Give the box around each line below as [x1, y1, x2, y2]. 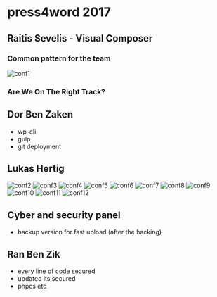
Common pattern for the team [7, 53, 111, 63]
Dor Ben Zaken [7, 108, 74, 120]
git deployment [17, 142, 62, 151]
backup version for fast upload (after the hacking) [17, 228, 162, 236]
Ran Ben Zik [7, 248, 61, 260]
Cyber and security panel [7, 209, 121, 221]
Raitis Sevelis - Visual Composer [7, 32, 153, 44]
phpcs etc [17, 282, 47, 291]
